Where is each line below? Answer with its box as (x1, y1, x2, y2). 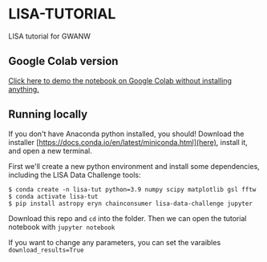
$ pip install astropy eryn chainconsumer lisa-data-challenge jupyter (8, 200, 253, 208)
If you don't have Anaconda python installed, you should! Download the (8, 129, 245, 139)
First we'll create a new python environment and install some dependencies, (8, 161, 261, 171)
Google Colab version (8, 54, 119, 68)
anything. (8, 84, 40, 94)
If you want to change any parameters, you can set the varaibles (8, 237, 221, 247)
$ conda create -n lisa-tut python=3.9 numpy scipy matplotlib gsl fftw (8, 185, 257, 193)
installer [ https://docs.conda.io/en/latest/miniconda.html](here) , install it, (8, 137, 249, 147)
